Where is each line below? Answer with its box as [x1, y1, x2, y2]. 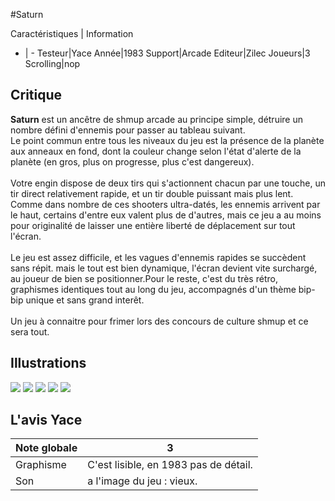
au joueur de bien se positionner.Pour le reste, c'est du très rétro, [10, 272, 278, 284]
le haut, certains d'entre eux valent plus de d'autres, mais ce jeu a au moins [10, 209, 322, 221]
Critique [10, 87, 63, 104]
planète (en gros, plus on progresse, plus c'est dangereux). [10, 155, 255, 168]
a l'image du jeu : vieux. [87, 474, 198, 488]
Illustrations [10, 355, 87, 372]
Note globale [15, 441, 78, 455]
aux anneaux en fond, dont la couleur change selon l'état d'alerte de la [10, 145, 302, 157]
